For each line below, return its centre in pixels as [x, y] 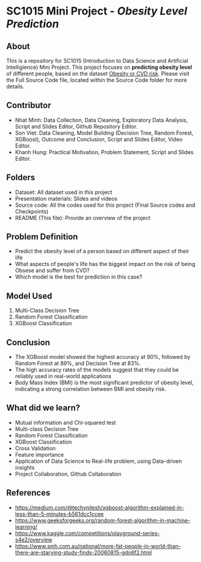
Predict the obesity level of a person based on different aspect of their [102, 251]
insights [25, 467]
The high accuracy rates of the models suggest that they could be [97, 370]
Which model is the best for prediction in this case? [79, 277]
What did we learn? [43, 408]
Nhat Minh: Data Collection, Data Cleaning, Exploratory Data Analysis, [101, 120]
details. [15, 86]
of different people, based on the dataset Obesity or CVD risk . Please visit [98, 73]
